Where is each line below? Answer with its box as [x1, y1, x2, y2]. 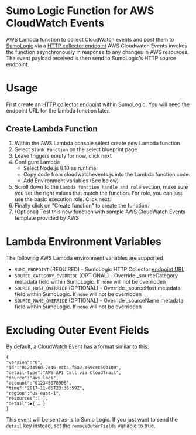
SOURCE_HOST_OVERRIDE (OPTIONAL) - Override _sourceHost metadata [14, 284, 181, 291]
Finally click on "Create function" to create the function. [14, 202, 149, 209]
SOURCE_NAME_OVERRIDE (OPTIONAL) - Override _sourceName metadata [14, 297, 184, 304]
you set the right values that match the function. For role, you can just [14, 189, 183, 196]
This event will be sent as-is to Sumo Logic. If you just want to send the [6, 416, 178, 423]
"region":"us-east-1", [6, 390, 61, 396]
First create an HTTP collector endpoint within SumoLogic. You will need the [6, 101, 190, 108]
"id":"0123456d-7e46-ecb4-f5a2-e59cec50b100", [6, 365, 122, 371]
